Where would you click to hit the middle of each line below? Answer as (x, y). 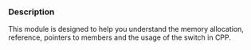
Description (31, 12)
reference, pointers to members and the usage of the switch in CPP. (120, 37)
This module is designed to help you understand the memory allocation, (126, 29)
